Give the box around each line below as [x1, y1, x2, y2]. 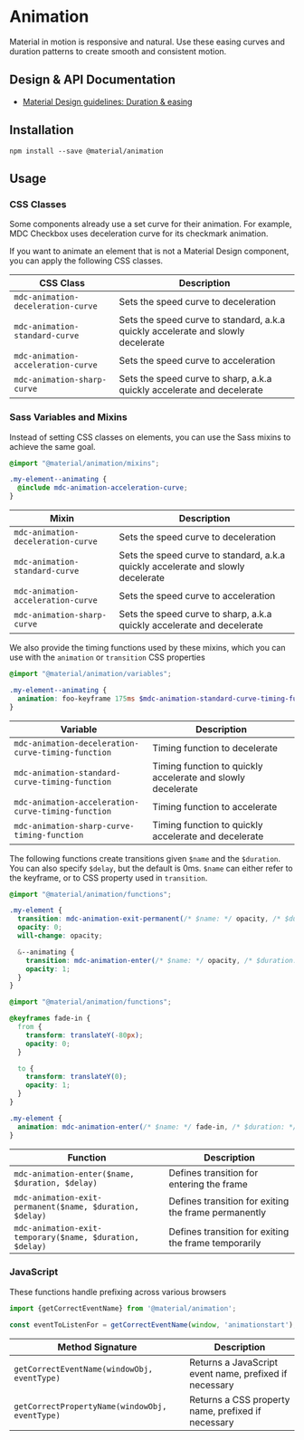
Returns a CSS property [189, 1393, 290, 1406]
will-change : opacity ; [17, 931, 103, 940]
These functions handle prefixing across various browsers [9, 1286, 227, 1297]
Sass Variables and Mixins [9, 411, 128, 424]
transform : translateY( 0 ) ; [25, 1073, 128, 1082]
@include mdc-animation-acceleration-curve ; [17, 483, 188, 492]
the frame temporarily [168, 1236, 261, 1249]
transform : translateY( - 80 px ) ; [25, 1030, 144, 1040]
